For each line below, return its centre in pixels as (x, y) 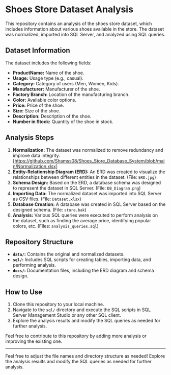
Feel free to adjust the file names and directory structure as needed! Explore (85, 356)
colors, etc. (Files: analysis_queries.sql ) (56, 226)
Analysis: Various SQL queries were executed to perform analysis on (85, 215)
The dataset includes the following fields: (48, 63)
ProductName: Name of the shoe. (48, 73)
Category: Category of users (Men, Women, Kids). (66, 83)
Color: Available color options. (44, 100)
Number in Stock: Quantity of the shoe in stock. (63, 122)
